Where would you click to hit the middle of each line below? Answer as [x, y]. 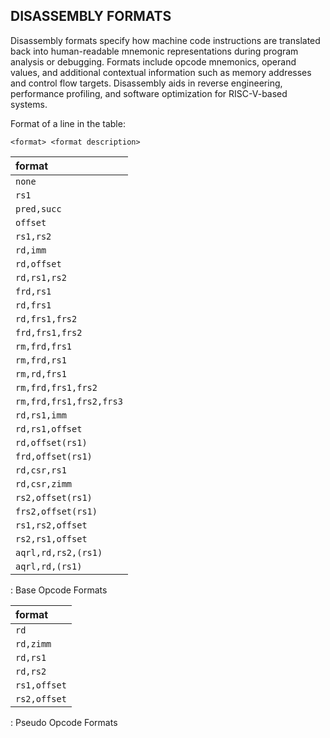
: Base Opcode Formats [59, 590]
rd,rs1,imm [41, 415]
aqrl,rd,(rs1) [49, 566]
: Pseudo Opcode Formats [64, 722]
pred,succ [38, 208]
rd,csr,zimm [44, 483]
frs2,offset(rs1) [56, 511]
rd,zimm [33, 643]
